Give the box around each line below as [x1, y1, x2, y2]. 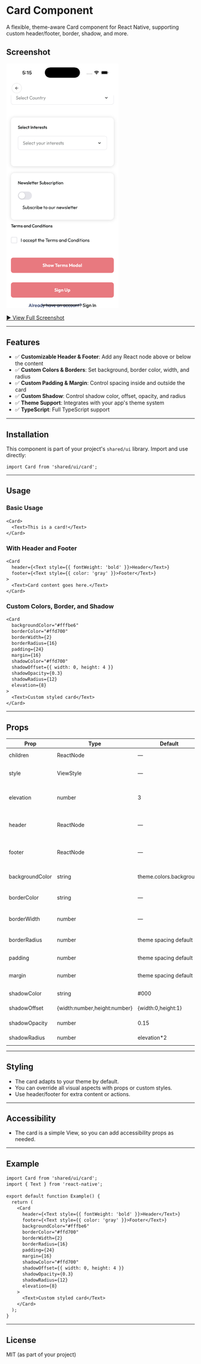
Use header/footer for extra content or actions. [14, 1090, 130, 1097]
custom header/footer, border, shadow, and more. [6, 29, 129, 37]
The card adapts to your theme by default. [14, 1078, 120, 1085]
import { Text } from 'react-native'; [6, 1181, 103, 1187]
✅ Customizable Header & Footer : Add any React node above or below [14, 353, 191, 360]
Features [6, 337, 40, 348]
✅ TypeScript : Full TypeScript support [14, 406, 110, 414]
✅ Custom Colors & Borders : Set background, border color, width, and [14, 366, 190, 373]
